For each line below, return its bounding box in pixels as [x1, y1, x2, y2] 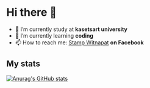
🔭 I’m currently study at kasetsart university [15, 25, 128, 33]
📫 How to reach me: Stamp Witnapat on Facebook [15, 39, 145, 46]
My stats [6, 59, 41, 69]
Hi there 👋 [6, 5, 57, 19]
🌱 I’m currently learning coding [15, 32, 93, 39]
